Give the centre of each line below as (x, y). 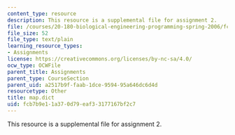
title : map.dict (31, 98)
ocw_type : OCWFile (34, 65)
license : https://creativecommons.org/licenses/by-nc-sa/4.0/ (100, 59)
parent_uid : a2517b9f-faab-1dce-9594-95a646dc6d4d (83, 85)
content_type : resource (42, 14)
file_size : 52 (28, 33)
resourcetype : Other (37, 91)
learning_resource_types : (45, 46)
